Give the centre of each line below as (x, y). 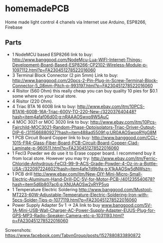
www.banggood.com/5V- (127, 205)
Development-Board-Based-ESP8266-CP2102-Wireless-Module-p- (80, 65)
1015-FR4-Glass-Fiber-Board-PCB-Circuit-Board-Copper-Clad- (76, 143)
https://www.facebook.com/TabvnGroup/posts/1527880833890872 (73, 235)
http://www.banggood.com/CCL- (125, 137)
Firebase (14, 27)
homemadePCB (37, 9)
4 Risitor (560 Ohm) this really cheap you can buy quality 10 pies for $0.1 (85, 90)
